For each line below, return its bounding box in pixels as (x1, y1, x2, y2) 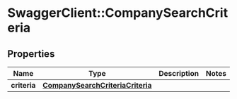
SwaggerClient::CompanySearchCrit (7, 5, 229, 21)
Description (158, 69, 200, 78)
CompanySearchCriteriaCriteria (42, 81, 152, 90)
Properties (7, 48, 55, 60)
